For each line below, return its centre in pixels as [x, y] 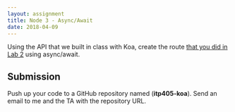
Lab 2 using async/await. [44, 54]
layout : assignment [36, 14]
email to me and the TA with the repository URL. [77, 101]
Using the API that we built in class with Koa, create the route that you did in [117, 47]
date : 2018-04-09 [33, 27]
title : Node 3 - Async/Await [50, 20]
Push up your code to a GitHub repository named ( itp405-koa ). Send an [112, 94]
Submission [34, 76]
